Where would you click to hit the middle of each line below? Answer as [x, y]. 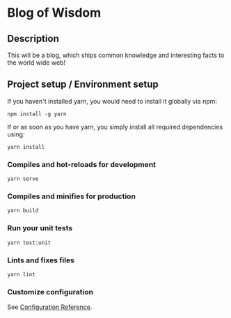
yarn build [23, 211]
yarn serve [23, 179]
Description [33, 39]
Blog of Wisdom [54, 13]
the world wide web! [37, 63]
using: [16, 134]
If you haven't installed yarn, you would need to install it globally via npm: [112, 101]
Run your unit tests [40, 228]
